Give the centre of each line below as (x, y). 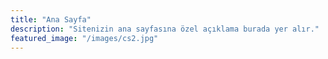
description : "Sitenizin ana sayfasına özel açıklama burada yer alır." (165, 29)
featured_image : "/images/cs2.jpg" (84, 38)
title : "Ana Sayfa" (51, 19)
